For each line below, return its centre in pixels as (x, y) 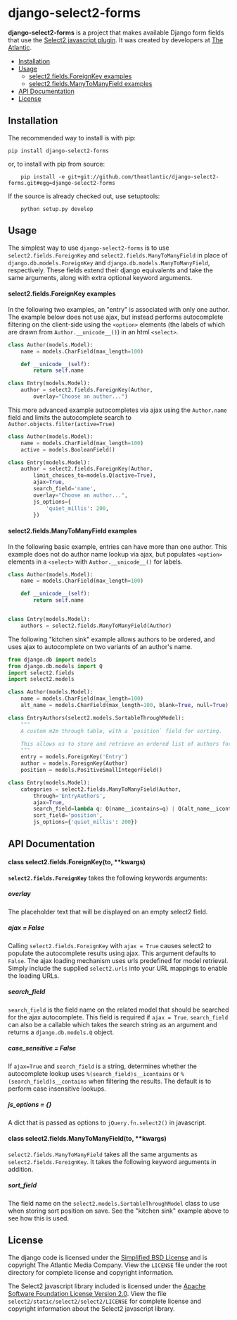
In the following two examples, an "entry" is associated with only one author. (119, 309)
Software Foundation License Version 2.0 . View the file (88, 1293)
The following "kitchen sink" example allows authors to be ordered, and (111, 639)
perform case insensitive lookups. (57, 1089)
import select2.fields (41, 673)
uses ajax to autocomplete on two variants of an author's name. (100, 646)
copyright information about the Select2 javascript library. (91, 1308)
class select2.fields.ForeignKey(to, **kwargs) (77, 862)
